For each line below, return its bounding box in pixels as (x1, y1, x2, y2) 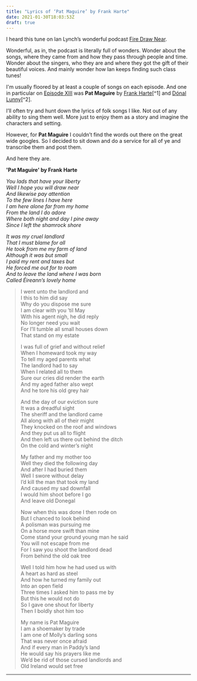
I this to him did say (20, 295, 68, 302)
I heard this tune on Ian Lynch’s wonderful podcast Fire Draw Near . (6, 36, 167, 43)
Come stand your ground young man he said (20, 533, 129, 541)
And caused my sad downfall (20, 485, 91, 492)
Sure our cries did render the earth (20, 375, 104, 382)
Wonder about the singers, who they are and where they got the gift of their (6, 59, 189, 66)
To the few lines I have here (6, 196, 73, 203)
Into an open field (20, 583, 63, 590)
